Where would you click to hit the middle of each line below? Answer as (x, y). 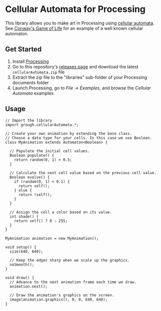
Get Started (23, 49)
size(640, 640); (26, 251)
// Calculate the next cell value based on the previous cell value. (83, 173)
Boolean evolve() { (30, 177)
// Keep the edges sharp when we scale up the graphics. (70, 260)
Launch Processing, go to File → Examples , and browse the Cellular (81, 88)
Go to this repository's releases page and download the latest (75, 66)
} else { (23, 190)
